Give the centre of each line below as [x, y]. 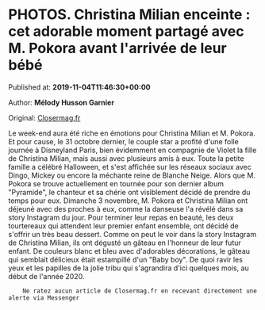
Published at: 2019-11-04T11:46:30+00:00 [79, 87]
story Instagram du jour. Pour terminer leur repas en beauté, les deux [121, 217]
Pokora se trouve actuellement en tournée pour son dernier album [116, 183]
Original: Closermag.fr [44, 117]
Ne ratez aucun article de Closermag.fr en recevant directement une [140, 291]
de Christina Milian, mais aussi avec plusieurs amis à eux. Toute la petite [126, 158]
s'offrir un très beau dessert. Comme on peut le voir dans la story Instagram [132, 234]
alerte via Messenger [44, 298]
